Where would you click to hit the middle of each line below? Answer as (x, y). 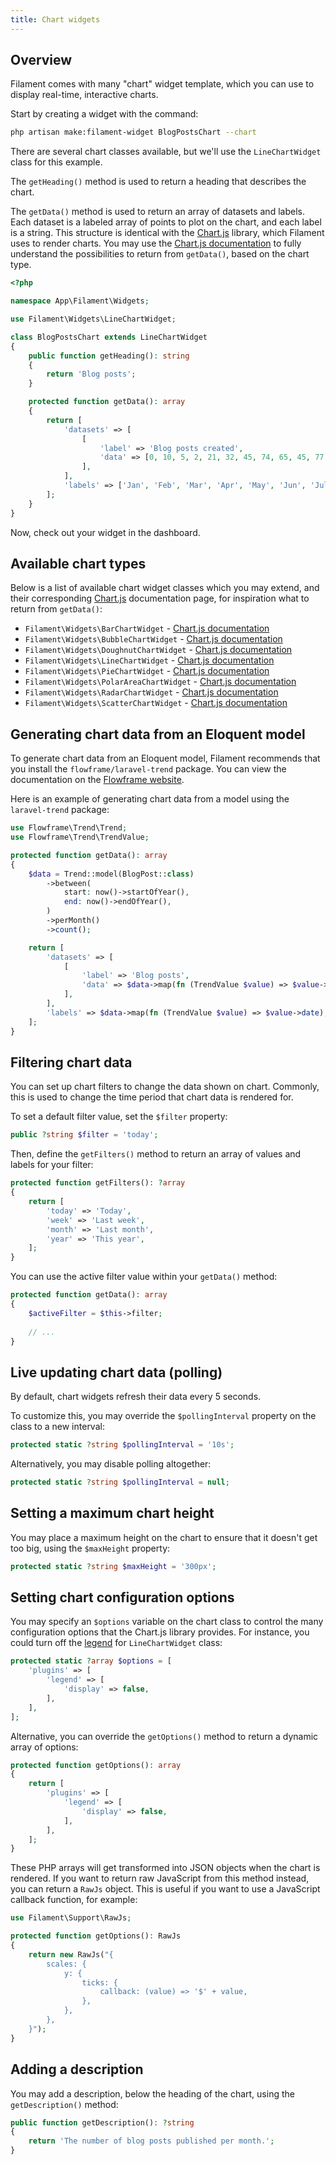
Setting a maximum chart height (112, 1513)
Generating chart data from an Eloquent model (158, 734)
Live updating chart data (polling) (116, 1372)
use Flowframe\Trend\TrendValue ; (80, 837)
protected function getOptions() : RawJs (96, 1936)
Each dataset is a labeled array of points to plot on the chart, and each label (166, 222)
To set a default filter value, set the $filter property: (119, 1117)
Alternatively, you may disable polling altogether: (111, 1464)
